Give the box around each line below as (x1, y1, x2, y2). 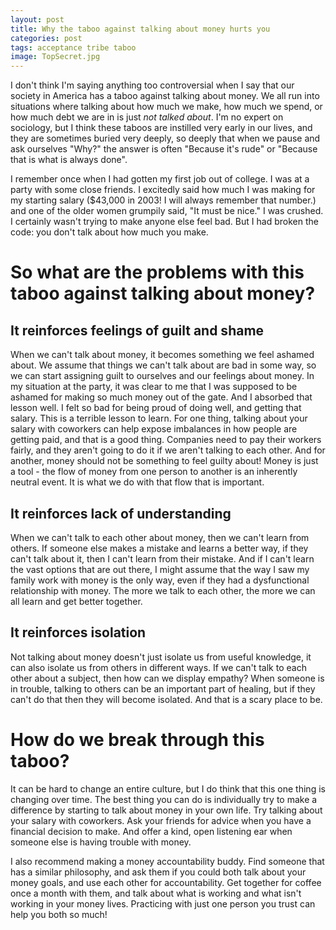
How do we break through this (10, 728, 265, 751)
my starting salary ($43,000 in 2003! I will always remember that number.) (10, 194, 317, 206)
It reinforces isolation (10, 624, 147, 641)
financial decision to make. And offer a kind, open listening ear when (10, 825, 293, 837)
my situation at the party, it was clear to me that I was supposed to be (10, 381, 298, 393)
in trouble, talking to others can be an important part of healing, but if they (10, 682, 316, 695)
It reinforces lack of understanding (10, 505, 232, 522)
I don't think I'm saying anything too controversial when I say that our (10, 79, 295, 91)
